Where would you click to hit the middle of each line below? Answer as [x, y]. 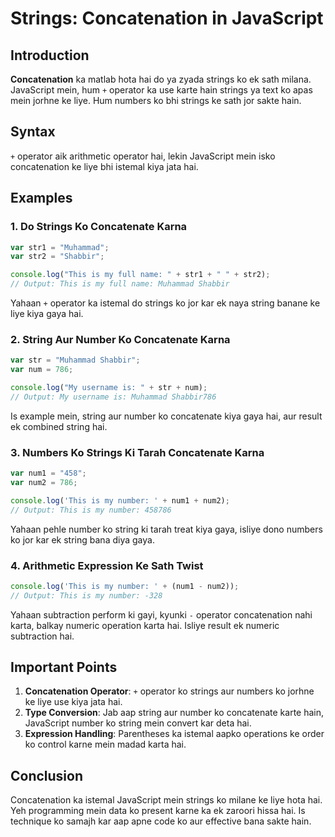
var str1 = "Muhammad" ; [60, 247]
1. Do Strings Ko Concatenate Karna [99, 227]
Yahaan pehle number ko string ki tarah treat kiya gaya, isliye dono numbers [166, 529]
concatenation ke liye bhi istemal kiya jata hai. [104, 166]
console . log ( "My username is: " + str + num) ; [109, 388]
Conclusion [47, 775]
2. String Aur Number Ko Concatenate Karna [120, 339]
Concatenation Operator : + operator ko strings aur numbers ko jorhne [169, 691]
